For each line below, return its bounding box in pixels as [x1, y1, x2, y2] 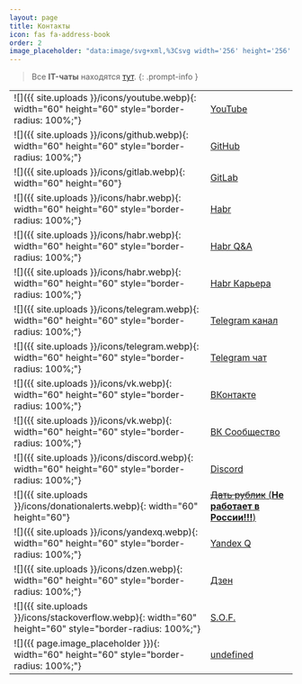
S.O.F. [209, 611, 236, 624]
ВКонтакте [209, 389, 257, 401]
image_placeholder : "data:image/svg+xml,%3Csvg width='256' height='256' [9, 47, 292, 56]
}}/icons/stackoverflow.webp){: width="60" [13, 611, 198, 624]
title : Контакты [9, 22, 70, 31]
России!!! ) [209, 511, 257, 524]
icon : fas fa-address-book [9, 30, 111, 39]
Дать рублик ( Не [209, 489, 285, 501]
